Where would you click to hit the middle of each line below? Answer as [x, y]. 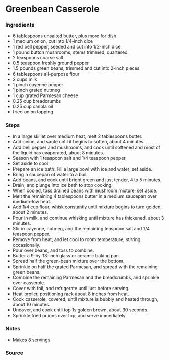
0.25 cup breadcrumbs [37, 101]
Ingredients [20, 25]
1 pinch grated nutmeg [36, 90]
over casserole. [29, 283]
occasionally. [27, 245]
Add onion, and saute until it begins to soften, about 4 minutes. [79, 141]
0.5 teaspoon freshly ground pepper [51, 63]
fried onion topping [33, 112]
